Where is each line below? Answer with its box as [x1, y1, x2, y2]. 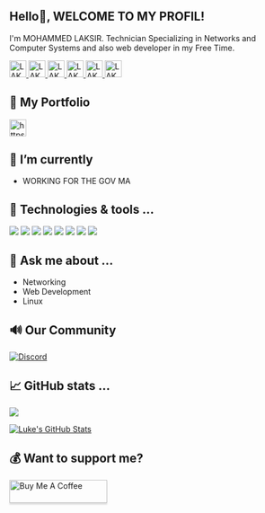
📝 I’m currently [9, 152, 93, 167]
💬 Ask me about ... [9, 252, 114, 268]
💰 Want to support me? [9, 451, 144, 466]
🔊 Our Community [9, 323, 117, 338]
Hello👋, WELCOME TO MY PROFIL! [9, 9, 205, 24]
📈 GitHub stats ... [9, 378, 110, 394]
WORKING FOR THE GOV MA [22, 176, 131, 187]
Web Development [22, 287, 92, 297]
